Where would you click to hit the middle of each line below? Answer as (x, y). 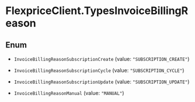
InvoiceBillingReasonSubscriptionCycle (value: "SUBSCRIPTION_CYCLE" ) (99, 70)
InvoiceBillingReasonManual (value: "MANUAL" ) (69, 93)
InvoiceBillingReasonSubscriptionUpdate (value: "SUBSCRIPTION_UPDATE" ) (102, 81)
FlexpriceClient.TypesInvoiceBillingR (97, 11)
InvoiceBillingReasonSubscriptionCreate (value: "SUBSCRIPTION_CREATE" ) (102, 59)
